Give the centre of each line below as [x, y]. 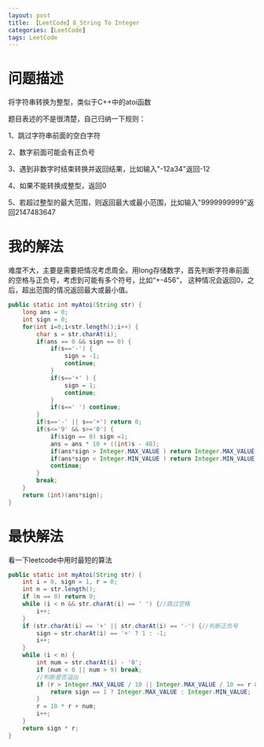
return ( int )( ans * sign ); [63, 495]
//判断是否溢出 [57, 677]
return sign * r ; [51, 728]
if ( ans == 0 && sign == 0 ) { [84, 342]
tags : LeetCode [33, 37]
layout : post [29, 15]
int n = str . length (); [59, 590]
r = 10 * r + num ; [66, 706]
